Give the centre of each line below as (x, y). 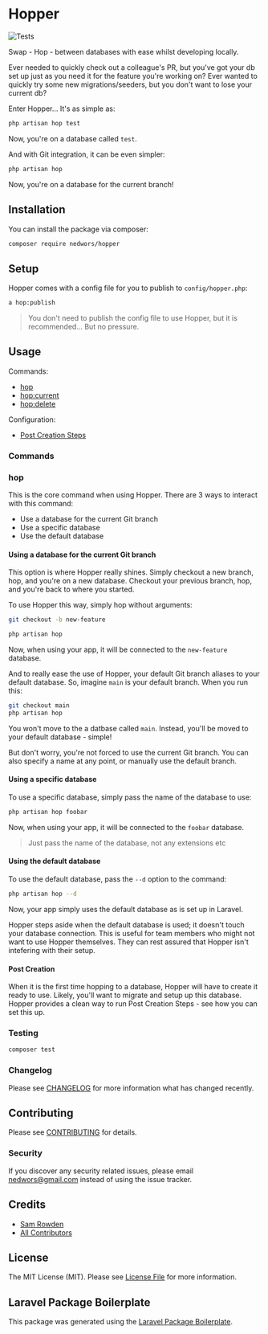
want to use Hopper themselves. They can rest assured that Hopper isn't (128, 942)
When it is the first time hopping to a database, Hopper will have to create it (133, 987)
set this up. (27, 1013)
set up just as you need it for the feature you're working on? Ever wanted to (133, 76)
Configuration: (32, 419)
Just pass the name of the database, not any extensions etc (127, 843)
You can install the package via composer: (78, 229)
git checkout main (39, 706)
